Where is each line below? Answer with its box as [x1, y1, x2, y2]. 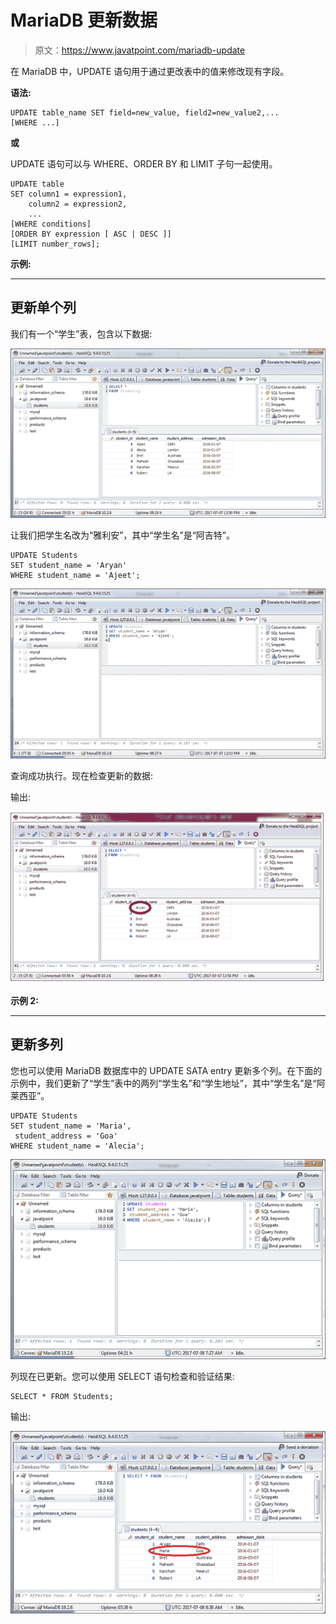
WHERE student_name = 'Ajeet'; [10, 571, 141, 581]
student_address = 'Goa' [14, 1131, 118, 1141]
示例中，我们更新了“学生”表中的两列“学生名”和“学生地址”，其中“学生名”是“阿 [10, 1077, 326, 1089]
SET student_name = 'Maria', [10, 1121, 132, 1131]
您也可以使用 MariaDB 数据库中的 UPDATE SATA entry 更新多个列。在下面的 [10, 1064, 323, 1076]
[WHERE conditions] [10, 219, 92, 229]
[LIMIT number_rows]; [10, 239, 101, 249]
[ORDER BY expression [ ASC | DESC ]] [10, 229, 172, 239]
